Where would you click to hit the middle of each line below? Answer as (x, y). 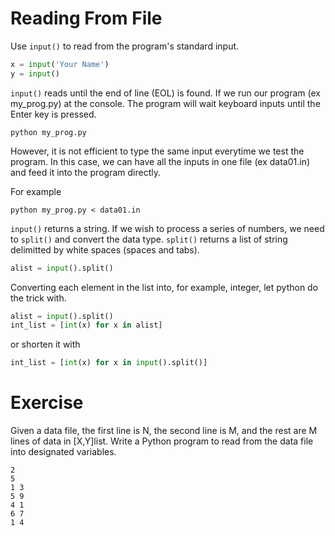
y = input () (35, 73)
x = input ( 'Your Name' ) (60, 64)
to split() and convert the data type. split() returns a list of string (149, 239)
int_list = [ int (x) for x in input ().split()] (109, 363)
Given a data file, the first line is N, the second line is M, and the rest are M (164, 431)
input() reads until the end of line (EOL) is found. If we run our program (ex (165, 93)
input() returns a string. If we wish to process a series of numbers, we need (167, 228)
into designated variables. (63, 452)
